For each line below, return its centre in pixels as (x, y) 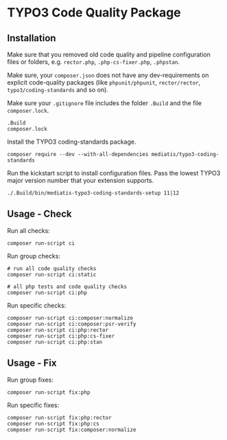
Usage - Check (39, 214)
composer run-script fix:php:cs (53, 423)
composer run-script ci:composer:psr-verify (72, 324)
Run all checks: (28, 230)
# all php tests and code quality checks (67, 287)
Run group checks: (34, 256)
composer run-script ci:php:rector (58, 330)
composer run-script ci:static (52, 274)
